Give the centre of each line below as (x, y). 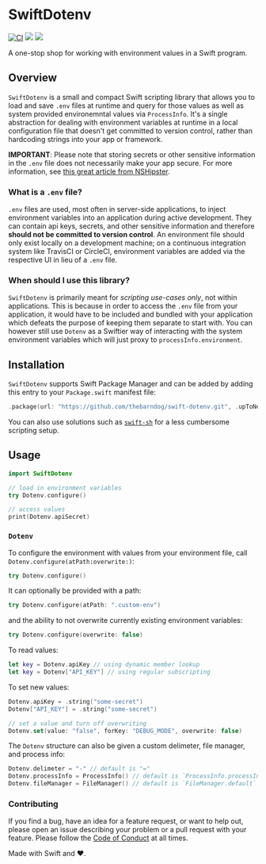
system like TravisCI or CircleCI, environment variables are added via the (127, 252)
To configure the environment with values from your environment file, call (128, 552)
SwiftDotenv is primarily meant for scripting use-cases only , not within (123, 298)
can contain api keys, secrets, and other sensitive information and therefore (131, 226)
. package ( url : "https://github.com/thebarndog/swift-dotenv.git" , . (123, 407)
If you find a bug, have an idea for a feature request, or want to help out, (126, 821)
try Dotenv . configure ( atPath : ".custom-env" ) (84, 605)
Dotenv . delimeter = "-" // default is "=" (79, 769)
